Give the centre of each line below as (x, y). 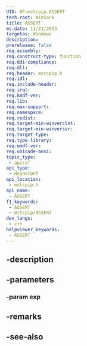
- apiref (20, 163)
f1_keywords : (22, 202)
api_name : (18, 190)
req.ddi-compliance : (32, 62)
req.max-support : (28, 107)
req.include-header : (32, 85)
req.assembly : (24, 51)
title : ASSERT (24, 23)
